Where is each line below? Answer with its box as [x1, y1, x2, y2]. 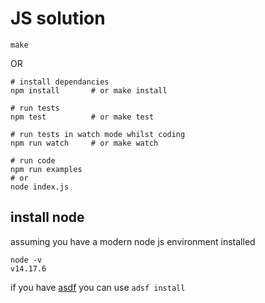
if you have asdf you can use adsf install [10, 281, 186, 293]
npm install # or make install [10, 85, 168, 96]
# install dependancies [10, 77, 110, 87]
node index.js [10, 182, 70, 192]
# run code [10, 155, 56, 166]
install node [10, 209, 85, 226]
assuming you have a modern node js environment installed [10, 235, 256, 247]
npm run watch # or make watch [10, 138, 159, 148]
